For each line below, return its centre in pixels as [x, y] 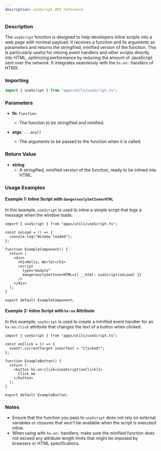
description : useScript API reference [44, 9]
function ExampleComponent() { [37, 249]
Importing [17, 80]
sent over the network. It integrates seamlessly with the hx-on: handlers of [79, 62]
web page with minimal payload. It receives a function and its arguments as [80, 42]
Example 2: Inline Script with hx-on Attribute [50, 311]
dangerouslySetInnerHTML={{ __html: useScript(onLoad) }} [82, 275]
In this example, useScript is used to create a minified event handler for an [79, 322]
